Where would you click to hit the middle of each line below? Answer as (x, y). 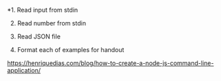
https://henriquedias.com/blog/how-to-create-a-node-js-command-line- (110, 63)
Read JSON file (39, 36)
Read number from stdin (51, 23)
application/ (24, 70)
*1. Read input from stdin (43, 10)
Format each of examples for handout (71, 50)
